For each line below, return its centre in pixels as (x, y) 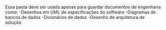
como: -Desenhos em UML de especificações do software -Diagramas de (81, 12)
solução (13, 22)
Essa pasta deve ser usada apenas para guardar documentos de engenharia (83, 7)
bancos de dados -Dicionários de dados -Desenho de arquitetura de (75, 17)
